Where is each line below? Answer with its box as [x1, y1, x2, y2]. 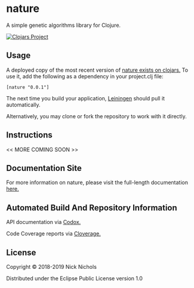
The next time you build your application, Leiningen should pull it [6, 94, 165, 102]
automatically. [6, 101, 41, 108]
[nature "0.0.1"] [6, 84, 50, 90]
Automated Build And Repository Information [6, 203, 177, 213]
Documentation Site [6, 163, 82, 173]
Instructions [6, 130, 53, 140]
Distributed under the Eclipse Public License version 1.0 [6, 275, 143, 282]
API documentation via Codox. [6, 219, 81, 226]
